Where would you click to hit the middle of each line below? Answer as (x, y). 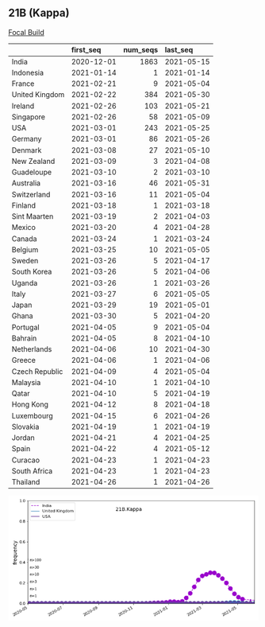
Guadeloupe (32, 172)
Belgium (25, 249)
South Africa (32, 471)
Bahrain (24, 338)
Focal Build (27, 32)
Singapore (29, 117)
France (23, 84)
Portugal (25, 327)
